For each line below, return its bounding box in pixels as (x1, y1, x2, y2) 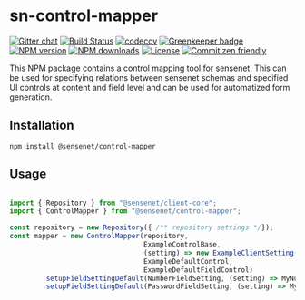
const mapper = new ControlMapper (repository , (9, 232, 189, 241)
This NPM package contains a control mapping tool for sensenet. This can (9, 63, 287, 73)
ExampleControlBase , (143, 240, 221, 249)
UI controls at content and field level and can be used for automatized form (9, 82, 290, 92)
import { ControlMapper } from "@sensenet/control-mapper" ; (9, 207, 242, 216)
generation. (9, 92, 53, 102)
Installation (9, 118, 74, 133)
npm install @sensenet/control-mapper (9, 141, 156, 150)
